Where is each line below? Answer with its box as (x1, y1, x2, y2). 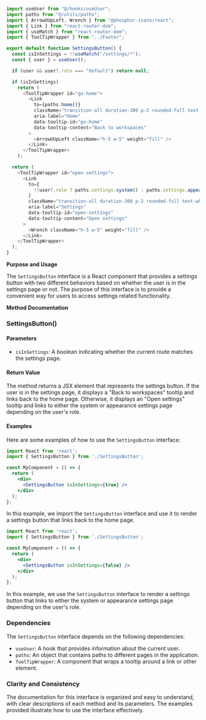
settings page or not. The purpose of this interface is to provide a (6, 286, 172, 293)
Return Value (6, 369, 40, 376)
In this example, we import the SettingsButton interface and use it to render (6, 510, 197, 518)
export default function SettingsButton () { (6, 45, 122, 52)
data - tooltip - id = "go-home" (33, 118, 103, 125)
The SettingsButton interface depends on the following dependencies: (6, 632, 185, 640)
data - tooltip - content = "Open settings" (28, 215, 128, 221)
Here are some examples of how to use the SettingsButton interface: (6, 436, 181, 443)
